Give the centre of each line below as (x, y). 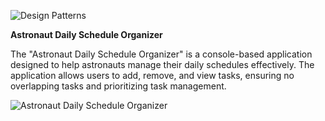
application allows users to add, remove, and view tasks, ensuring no (152, 75)
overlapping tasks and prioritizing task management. (118, 86)
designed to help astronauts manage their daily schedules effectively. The (162, 64)
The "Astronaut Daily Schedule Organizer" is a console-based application (161, 54)
